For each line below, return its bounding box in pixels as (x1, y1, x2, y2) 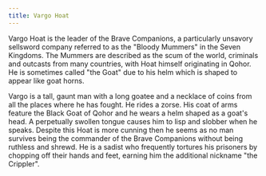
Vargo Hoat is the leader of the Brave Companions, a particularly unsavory (8, 33, 253, 43)
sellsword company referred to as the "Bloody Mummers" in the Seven (8, 41, 241, 52)
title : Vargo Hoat (8, 11, 69, 20)
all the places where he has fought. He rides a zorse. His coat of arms (8, 100, 238, 109)
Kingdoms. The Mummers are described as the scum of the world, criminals (8, 50, 259, 60)
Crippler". (8, 158, 40, 168)
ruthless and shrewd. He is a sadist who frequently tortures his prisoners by (8, 142, 258, 151)
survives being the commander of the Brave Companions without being (8, 133, 244, 143)
